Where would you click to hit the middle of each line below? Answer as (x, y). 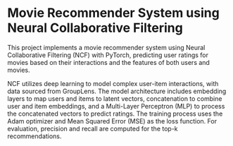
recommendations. (34, 136)
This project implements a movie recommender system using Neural (106, 47)
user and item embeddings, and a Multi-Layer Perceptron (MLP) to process (116, 106)
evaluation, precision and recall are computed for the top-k (93, 128)
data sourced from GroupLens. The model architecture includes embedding (117, 91)
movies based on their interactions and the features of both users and (108, 62)
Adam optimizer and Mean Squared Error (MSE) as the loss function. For (112, 121)
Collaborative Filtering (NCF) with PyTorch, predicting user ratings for (108, 55)
